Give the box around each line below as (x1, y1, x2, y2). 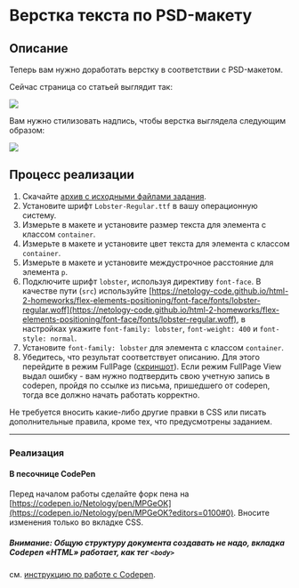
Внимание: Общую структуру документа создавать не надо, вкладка (9, 537, 285, 548)
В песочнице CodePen (9, 469, 96, 479)
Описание (9, 41, 69, 56)
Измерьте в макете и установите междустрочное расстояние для (21, 257, 274, 268)
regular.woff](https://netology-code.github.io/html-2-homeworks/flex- (21, 304, 280, 315)
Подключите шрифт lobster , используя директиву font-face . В (21, 276, 262, 286)
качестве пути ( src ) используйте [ (21, 286, 153, 296)
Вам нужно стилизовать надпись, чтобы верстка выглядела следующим (9, 116, 287, 125)
